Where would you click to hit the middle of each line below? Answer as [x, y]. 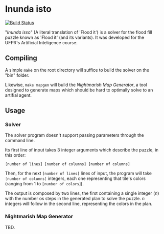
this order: [15, 155]
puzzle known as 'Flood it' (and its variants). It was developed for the [75, 37]
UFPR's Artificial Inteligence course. [41, 42]
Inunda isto [28, 9]
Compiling [21, 58]
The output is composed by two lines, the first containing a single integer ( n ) [82, 193]
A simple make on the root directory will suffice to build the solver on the [77, 70]
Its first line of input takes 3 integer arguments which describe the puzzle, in [82, 150]
